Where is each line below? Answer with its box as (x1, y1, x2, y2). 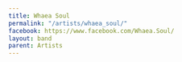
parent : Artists (8, 42, 63, 50)
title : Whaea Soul (8, 11, 70, 20)
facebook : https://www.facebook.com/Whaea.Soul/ (8, 27, 175, 35)
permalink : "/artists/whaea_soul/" (8, 19, 128, 27)
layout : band (8, 34, 52, 43)
